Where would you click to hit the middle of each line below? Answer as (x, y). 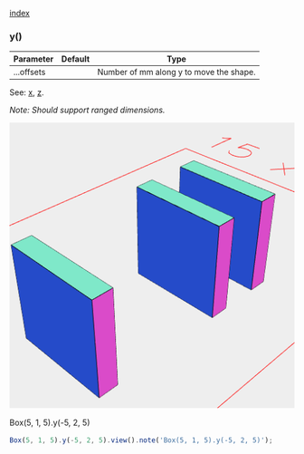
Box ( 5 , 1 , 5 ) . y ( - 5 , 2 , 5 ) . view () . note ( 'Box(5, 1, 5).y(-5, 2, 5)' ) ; (141, 440)
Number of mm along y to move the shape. (176, 72)
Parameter (33, 59)
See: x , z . (27, 92)
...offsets (29, 72)
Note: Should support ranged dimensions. (87, 110)
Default (76, 59)
